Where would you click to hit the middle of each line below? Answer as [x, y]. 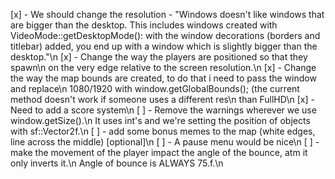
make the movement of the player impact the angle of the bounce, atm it [159, 152]
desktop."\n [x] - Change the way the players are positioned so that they [159, 57]
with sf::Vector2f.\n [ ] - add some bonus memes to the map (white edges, [163, 131]
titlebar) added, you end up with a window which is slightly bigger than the [164, 46]
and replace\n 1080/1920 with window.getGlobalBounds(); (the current [155, 88]
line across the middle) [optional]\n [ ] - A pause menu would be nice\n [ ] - [165, 142]
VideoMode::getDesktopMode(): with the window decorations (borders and [165, 35]
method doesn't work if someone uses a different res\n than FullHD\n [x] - [162, 99]
